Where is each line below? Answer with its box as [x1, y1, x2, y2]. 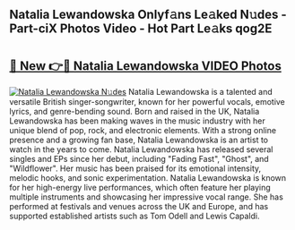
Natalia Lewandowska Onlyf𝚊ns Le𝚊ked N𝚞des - [9, 7, 287, 22]
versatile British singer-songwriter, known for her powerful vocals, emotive [9, 97, 285, 106]
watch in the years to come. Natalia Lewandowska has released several [9, 144, 273, 155]
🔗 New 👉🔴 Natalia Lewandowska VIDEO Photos [9, 58, 282, 73]
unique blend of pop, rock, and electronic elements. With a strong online [9, 125, 276, 135]
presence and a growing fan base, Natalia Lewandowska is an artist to [9, 134, 269, 145]
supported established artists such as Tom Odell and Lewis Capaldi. [9, 210, 260, 221]
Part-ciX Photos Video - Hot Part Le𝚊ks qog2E [9, 21, 273, 37]
